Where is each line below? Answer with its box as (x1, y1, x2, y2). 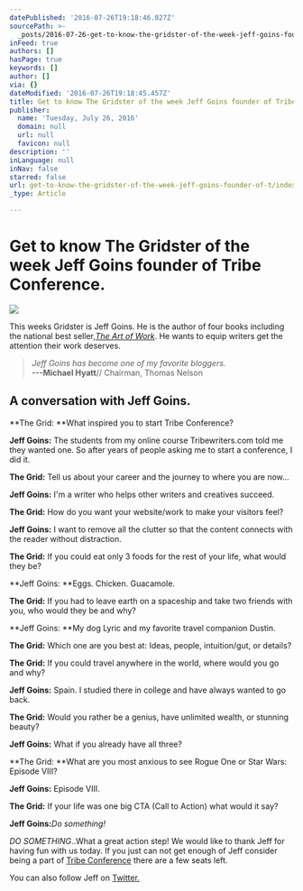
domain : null (17, 123, 67, 132)
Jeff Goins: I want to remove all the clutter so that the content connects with (9, 524, 293, 535)
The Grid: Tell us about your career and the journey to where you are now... (9, 471, 290, 482)
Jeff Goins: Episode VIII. (9, 783, 101, 794)
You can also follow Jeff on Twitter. (9, 872, 140, 883)
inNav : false (9, 164, 59, 173)
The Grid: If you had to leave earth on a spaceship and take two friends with (9, 595, 293, 606)
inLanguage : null (9, 155, 75, 165)
